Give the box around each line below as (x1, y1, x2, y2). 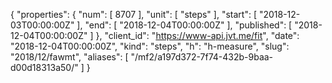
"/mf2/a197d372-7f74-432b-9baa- (130, 51, 274, 63)
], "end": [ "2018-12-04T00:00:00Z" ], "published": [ (76, 19, 293, 31)
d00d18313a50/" (10, 62, 79, 73)
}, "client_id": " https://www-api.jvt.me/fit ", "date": (95, 30, 300, 41)
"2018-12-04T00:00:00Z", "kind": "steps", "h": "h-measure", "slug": (10, 40, 290, 52)
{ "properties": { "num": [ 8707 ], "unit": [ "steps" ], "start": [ (10, 9, 257, 20)
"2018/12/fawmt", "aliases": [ (10, 51, 129, 63)
